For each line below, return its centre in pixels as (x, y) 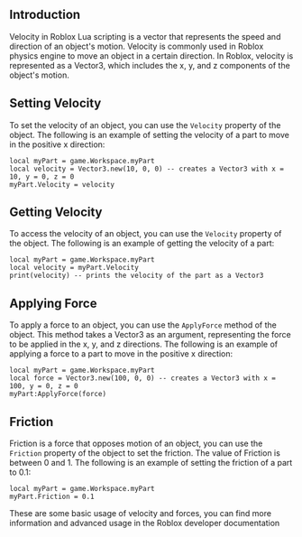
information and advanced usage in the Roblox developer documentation (145, 523)
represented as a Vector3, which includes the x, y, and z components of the (150, 65)
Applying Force (53, 303)
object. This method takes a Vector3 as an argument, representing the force (150, 335)
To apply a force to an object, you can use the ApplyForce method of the (143, 325)
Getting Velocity (56, 213)
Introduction (45, 15)
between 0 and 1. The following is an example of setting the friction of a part (151, 463)
